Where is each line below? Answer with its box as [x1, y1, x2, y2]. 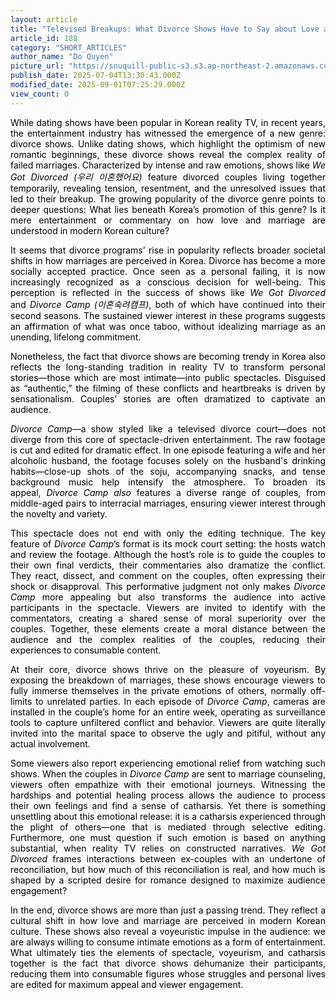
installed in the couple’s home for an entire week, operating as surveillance [10, 706, 326, 718]
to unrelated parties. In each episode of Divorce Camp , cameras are [34, 695, 326, 707]
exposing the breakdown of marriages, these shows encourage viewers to [10, 674, 326, 686]
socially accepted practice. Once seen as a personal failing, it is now [10, 265, 326, 277]
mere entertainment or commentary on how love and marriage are [10, 214, 326, 226]
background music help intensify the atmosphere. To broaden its [10, 476, 326, 488]
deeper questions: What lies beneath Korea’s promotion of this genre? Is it [10, 203, 326, 215]
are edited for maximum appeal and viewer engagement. [10, 978, 244, 990]
